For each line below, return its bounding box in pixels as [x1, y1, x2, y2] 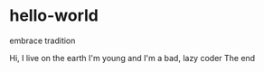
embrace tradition [9, 35, 76, 46]
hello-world [9, 5, 99, 26]
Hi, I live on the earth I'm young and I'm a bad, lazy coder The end [9, 52, 256, 63]
